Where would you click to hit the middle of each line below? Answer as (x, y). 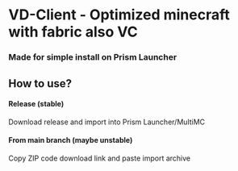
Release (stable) (36, 104)
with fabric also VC (73, 32)
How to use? (40, 83)
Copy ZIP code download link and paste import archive (100, 158)
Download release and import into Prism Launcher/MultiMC (107, 122)
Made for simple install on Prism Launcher (93, 57)
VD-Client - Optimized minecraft (119, 15)
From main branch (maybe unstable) (71, 140)
